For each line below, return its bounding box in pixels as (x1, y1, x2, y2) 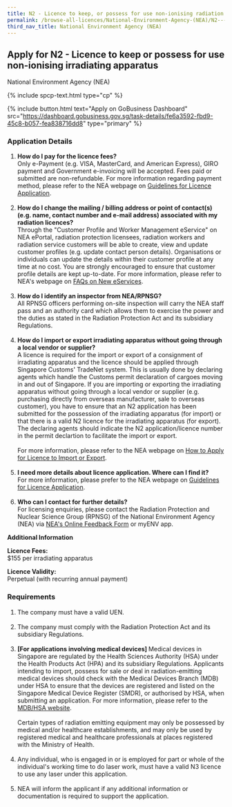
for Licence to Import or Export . (17, 454, 107, 462)
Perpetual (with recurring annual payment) (7, 575, 128, 583)
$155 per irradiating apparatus (7, 554, 93, 563)
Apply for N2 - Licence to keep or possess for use (7, 48, 225, 60)
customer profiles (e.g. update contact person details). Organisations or (17, 248, 222, 256)
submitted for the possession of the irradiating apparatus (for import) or (17, 410, 222, 418)
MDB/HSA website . (17, 703, 72, 711)
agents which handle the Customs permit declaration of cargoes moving (17, 373, 223, 381)
